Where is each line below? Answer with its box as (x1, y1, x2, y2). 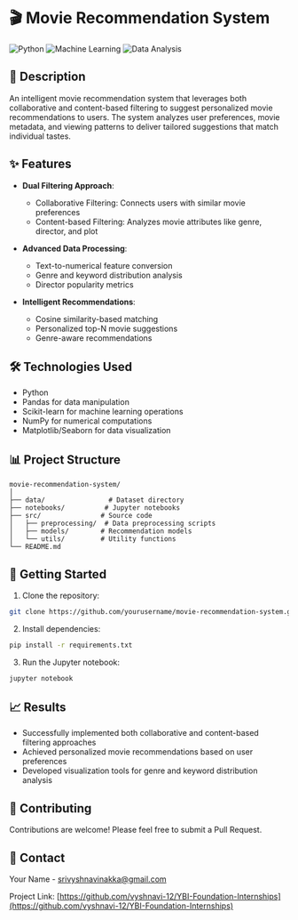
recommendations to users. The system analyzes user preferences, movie (9, 111, 280, 122)
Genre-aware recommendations (35, 332, 153, 343)
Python (21, 387, 49, 398)
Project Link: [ (9, 892, 60, 902)
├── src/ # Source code (9, 512, 153, 521)
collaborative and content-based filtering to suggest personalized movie (9, 102, 273, 113)
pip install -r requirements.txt (9, 641, 133, 650)
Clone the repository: (21, 590, 100, 601)
